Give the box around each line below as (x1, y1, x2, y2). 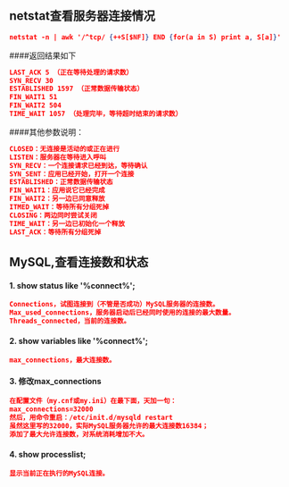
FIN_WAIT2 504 (9, 101, 62, 110)
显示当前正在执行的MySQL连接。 (9, 468, 110, 478)
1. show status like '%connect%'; (9, 280, 136, 290)
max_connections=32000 (9, 405, 94, 414)
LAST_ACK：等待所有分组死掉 (9, 227, 102, 237)
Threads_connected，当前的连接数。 (9, 316, 131, 325)
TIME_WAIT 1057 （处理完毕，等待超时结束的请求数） (9, 110, 183, 119)
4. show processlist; (9, 449, 87, 460)
